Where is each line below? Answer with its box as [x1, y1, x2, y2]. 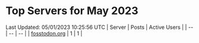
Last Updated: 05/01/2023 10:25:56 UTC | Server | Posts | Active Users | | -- [5, 24, 194, 31]
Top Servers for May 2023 [5, 4, 139, 18]
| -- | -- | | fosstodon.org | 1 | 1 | [5, 29, 83, 37]
